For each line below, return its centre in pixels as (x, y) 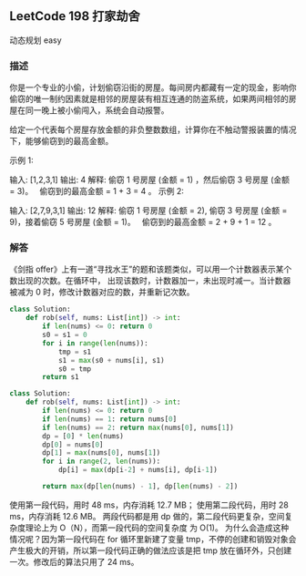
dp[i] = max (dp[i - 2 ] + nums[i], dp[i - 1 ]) (138, 470)
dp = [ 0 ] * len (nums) (83, 436)
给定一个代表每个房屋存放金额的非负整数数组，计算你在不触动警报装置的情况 (153, 129)
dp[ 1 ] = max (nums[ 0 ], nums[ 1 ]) (102, 453)
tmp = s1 (75, 352)
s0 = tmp (75, 369)
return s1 (61, 377)
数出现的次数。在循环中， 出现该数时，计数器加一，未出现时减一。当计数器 (150, 281)
